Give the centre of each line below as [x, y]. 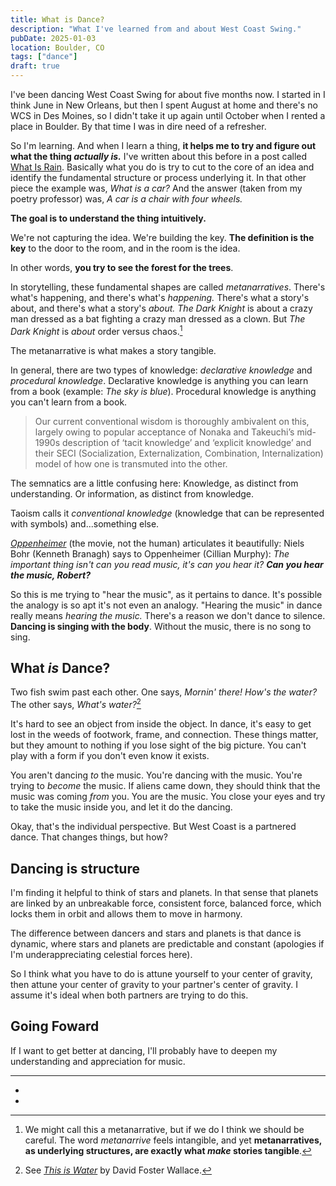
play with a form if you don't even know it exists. [110, 756]
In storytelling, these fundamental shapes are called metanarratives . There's [168, 287]
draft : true [35, 66]
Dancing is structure [75, 868]
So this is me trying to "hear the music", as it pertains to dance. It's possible [166, 594]
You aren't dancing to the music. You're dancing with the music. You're [156, 775]
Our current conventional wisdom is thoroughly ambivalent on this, [172, 421]
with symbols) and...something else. [85, 523]
